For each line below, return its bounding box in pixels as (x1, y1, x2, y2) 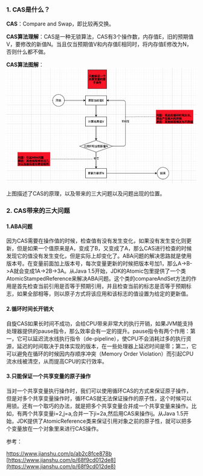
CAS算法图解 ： (6, 61, 44, 68)
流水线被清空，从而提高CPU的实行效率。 (6, 357, 108, 365)
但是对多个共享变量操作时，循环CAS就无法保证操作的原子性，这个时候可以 (6, 394, 192, 402)
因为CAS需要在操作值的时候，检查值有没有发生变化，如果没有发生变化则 (6, 237, 187, 244)
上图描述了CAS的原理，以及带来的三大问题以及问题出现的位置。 (6, 190, 166, 197)
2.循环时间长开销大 (6, 305, 54, 313)
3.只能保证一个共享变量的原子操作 (6, 373, 91, 380)
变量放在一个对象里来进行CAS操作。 (11, 425, 102, 432)
